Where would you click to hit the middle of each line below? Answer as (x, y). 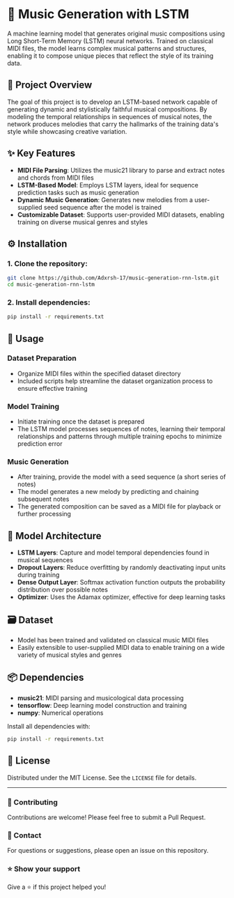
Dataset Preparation (42, 358)
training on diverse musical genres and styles (83, 222)
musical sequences (45, 560)
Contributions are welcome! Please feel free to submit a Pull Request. (107, 817)
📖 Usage (25, 338)
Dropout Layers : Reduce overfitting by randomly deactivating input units (122, 568)
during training (38, 575)
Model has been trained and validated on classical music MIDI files (113, 640)
